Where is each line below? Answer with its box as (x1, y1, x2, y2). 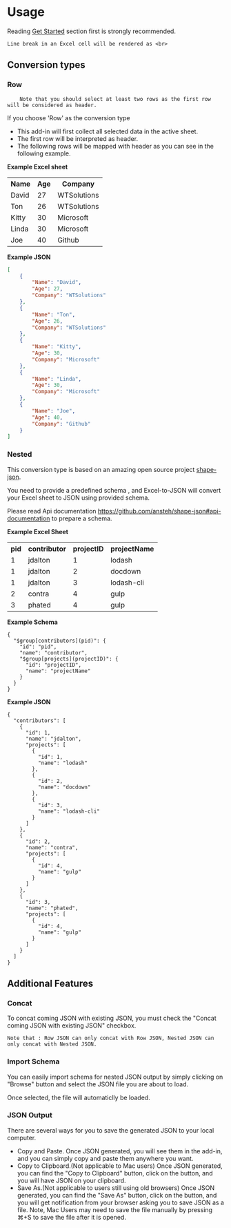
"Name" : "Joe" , (32, 407, 76, 415)
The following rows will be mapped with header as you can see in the (17, 142, 214, 150)
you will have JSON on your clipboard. (17, 1176, 126, 1184)
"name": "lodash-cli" (37, 808, 100, 815)
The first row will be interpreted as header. (17, 134, 139, 142)
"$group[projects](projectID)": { (19, 655, 119, 662)
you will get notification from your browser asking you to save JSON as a (17, 1198, 224, 1207)
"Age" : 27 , (32, 285, 63, 292)
